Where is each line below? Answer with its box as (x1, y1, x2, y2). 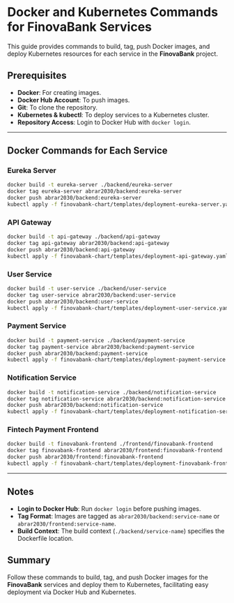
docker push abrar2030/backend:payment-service (7, 350, 148, 357)
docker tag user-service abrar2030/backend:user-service (7, 291, 176, 299)
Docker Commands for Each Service (7, 144, 169, 157)
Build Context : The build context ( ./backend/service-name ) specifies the (17, 526, 225, 535)
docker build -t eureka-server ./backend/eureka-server (7, 181, 173, 188)
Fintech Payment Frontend (7, 425, 99, 435)
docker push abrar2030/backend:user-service (7, 298, 139, 305)
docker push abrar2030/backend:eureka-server (7, 195, 141, 202)
